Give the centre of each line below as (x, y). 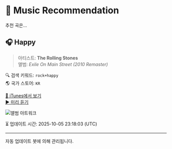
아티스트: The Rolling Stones (48, 58)
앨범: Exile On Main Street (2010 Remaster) (63, 64)
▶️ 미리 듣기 (17, 102)
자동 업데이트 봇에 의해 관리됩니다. (39, 141)
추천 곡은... (16, 25)
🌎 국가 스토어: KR (23, 83)
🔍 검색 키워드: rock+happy (32, 75)
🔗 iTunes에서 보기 (24, 95)
